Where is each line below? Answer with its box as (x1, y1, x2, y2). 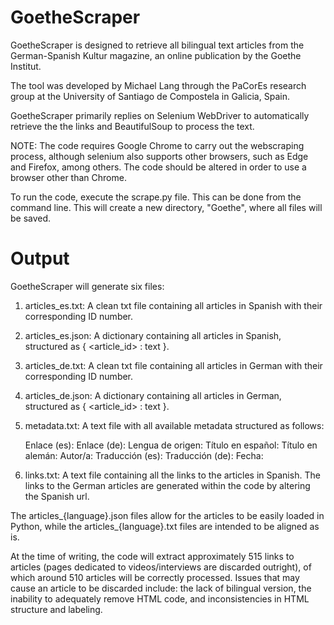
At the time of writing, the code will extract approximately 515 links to (10, 550, 295, 562)
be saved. (10, 212, 52, 224)
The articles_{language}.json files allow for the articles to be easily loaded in (10, 509, 325, 521)
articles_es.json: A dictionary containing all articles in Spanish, (24, 329, 282, 341)
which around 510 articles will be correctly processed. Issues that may (10, 571, 300, 583)
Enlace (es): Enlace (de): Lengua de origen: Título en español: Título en (24, 439, 318, 451)
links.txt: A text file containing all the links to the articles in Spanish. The (24, 469, 321, 481)
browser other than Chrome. (10, 171, 127, 183)
